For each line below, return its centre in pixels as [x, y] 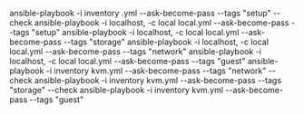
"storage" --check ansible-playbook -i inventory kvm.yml [117, 90]
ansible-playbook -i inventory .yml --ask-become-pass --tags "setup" [140, 13]
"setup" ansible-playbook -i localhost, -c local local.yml [135, 32]
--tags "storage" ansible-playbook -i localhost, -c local [166, 42]
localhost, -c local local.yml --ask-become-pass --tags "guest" [127, 61]
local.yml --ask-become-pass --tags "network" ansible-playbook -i [135, 52]
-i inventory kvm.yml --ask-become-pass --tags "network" [156, 71]
